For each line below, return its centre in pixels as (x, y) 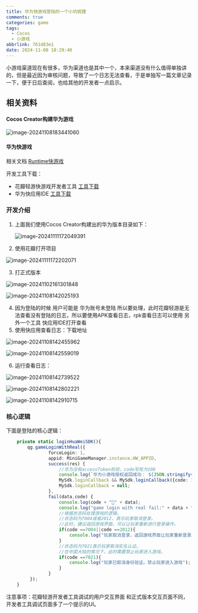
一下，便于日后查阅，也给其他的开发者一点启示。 (65, 82)
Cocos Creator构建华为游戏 (40, 119)
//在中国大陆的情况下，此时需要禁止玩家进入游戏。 (112, 552)
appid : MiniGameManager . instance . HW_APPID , (103, 458)
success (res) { (67, 464)
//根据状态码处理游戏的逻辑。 (90, 513)
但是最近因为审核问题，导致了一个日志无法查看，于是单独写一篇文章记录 (104, 75)
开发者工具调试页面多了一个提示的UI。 (53, 604)
